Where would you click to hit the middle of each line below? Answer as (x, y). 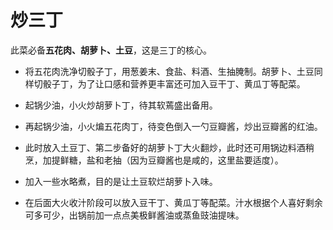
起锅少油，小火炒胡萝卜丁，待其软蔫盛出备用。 (121, 105)
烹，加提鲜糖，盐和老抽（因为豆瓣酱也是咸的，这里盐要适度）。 (154, 160)
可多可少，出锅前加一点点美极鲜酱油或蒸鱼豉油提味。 (134, 215)
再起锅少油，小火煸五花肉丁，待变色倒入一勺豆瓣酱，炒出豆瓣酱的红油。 (173, 126)
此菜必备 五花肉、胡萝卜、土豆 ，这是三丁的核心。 (111, 50)
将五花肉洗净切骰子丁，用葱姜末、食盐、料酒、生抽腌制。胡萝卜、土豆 (169, 71)
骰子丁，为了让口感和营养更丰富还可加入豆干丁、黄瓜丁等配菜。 (174, 83)
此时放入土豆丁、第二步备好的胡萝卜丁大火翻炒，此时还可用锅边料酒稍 (169, 147)
